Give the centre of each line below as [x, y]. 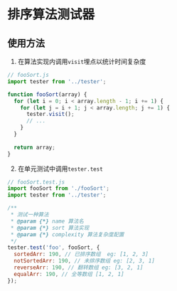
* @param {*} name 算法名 [47, 221]
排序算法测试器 [51, 15]
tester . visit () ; [50, 115]
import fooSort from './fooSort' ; [59, 189]
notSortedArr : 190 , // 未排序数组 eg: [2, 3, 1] [84, 261]
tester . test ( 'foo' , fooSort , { [54, 248]
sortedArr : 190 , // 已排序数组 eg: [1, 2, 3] [81, 254]
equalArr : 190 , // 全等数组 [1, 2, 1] [69, 274]
